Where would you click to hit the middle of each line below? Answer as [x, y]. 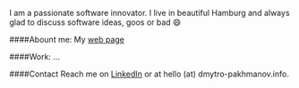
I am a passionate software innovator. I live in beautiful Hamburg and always [149, 13]
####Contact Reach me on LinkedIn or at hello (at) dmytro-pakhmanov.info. [149, 74]
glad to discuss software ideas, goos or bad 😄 [95, 22]
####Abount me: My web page [67, 40]
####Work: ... [35, 56]
